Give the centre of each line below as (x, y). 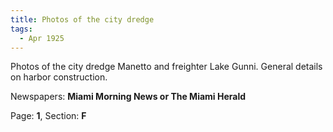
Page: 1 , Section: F (48, 116)
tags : (21, 29)
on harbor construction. (59, 77)
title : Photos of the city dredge (82, 19)
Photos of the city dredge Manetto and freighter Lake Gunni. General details (166, 67)
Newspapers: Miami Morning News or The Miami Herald (128, 97)
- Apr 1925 (42, 38)
